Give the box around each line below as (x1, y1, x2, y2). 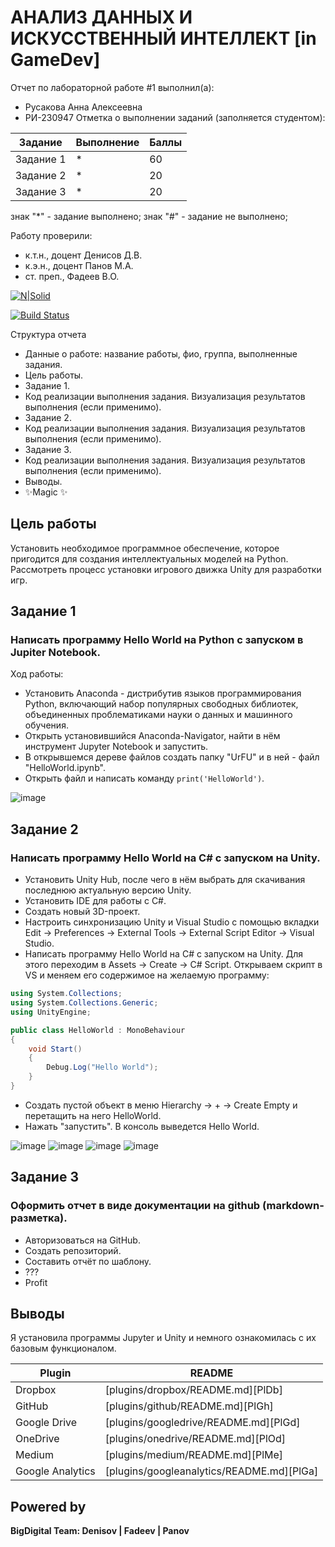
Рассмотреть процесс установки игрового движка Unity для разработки (10, 563, 322, 575)
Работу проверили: (10, 229, 93, 241)
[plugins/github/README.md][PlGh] (104, 1399, 274, 1413)
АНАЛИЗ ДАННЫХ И (10, 6, 193, 29)
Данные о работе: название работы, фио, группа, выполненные (24, 347, 298, 360)
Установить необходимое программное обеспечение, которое (10, 542, 280, 554)
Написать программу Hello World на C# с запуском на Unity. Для (24, 948, 304, 960)
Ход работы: (10, 668, 64, 680)
